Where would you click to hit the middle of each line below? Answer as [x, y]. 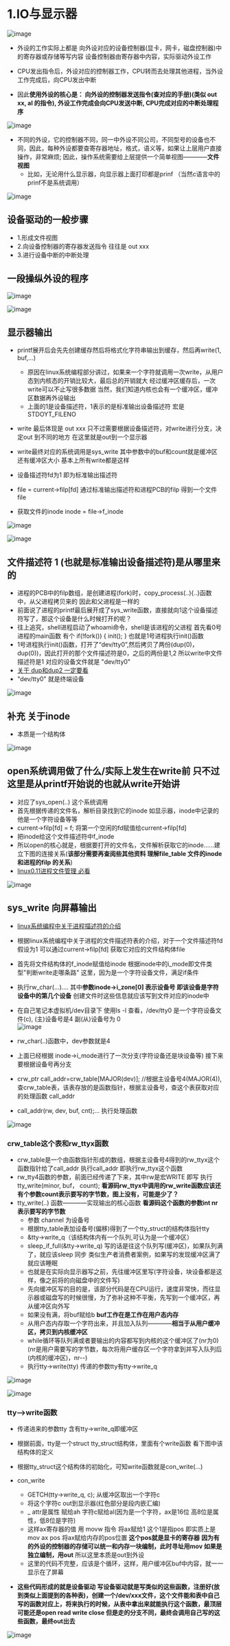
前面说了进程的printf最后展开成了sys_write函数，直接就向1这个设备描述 [117, 610]
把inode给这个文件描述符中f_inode [66, 836]
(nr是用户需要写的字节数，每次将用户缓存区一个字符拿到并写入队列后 [125, 1349]
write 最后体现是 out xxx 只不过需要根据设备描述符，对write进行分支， [116, 428]
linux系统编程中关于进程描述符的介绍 [69, 926]
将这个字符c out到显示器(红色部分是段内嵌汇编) [94, 1503]
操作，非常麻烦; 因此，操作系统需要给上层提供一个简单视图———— [112, 156]
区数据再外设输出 [51, 398]
